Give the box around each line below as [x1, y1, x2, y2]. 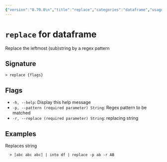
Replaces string [5, 143, 37, 149]
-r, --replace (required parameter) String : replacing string [12, 115, 139, 121]
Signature [5, 59, 36, 68]
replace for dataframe [5, 28, 97, 40]
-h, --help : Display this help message [12, 99, 91, 105]
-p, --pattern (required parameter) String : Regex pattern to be [12, 105, 147, 111]
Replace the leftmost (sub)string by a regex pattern [5, 45, 110, 51]
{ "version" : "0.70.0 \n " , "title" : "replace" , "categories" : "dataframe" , [5, 7, 150, 12]
